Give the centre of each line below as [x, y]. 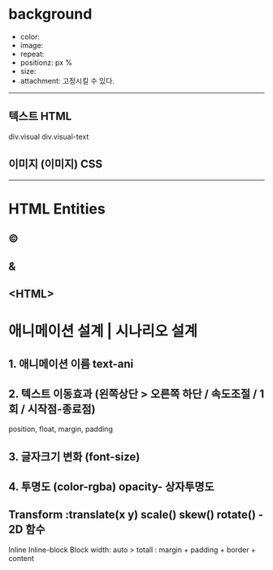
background [50, 14]
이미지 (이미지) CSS [56, 164]
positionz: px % [46, 63]
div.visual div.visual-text [49, 136]
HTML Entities [57, 209]
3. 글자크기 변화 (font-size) [74, 457]
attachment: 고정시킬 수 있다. [67, 80]
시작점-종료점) [61, 409]
